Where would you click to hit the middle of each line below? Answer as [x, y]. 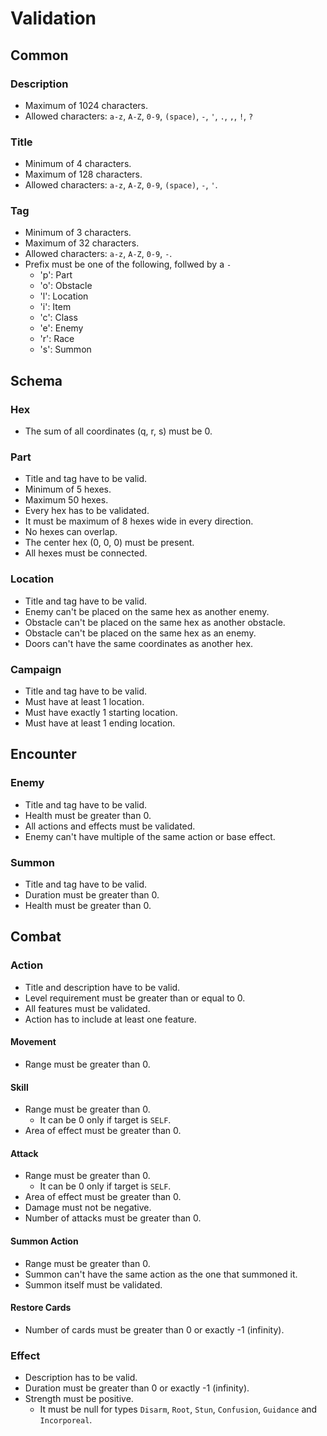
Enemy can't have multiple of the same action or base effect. [150, 836]
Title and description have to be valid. [102, 987]
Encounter [43, 754]
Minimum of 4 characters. [78, 164]
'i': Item [55, 307]
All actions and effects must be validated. [110, 826]
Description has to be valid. [81, 1378]
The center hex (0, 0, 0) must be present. [109, 543]
